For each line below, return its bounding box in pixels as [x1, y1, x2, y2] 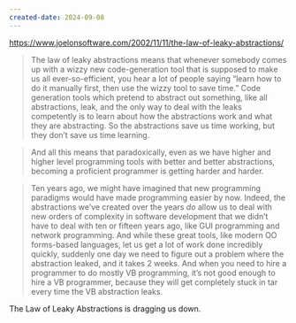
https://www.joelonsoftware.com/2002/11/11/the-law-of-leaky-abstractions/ [9, 37, 285, 48]
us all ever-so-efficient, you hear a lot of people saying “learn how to [30, 73, 282, 84]
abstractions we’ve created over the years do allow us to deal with [30, 201, 272, 212]
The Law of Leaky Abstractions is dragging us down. [9, 303, 201, 314]
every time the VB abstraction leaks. [30, 286, 163, 296]
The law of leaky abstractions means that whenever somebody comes [30, 54, 287, 65]
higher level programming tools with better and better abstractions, [30, 156, 276, 166]
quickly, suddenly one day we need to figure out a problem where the [30, 249, 285, 259]
